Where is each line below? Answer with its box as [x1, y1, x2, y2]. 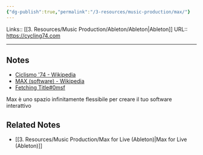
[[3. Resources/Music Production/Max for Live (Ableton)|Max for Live [14, 136, 187, 143]
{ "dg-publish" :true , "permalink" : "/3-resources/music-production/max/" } [6, 8, 190, 15]
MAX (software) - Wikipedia [14, 77, 85, 85]
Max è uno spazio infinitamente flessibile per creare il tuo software [6, 96, 172, 103]
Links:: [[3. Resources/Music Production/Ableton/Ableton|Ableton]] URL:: [6, 25, 188, 33]
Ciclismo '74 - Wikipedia [14, 71, 76, 79]
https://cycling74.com [6, 31, 60, 39]
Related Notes [6, 119, 60, 130]
